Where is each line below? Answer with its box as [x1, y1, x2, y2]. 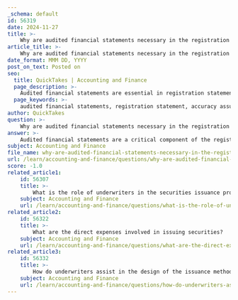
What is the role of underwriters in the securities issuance [33, 189, 220, 196]
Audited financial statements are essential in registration [20, 90, 204, 97]
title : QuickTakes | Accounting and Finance [13, 76, 147, 84]
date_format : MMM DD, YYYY [7, 57, 87, 64]
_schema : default [7, 10, 59, 18]
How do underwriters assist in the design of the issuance [33, 268, 211, 275]
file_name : [7, 149, 40, 156]
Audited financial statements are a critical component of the [20, 136, 211, 143]
